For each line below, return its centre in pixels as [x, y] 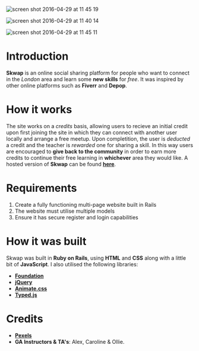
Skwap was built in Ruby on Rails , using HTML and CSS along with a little [96, 258]
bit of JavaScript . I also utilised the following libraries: [72, 264]
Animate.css [31, 288]
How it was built [46, 241]
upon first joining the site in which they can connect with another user [91, 132]
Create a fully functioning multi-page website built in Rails [86, 204]
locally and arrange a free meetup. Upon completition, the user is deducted [98, 139]
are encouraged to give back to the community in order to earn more [91, 151]
